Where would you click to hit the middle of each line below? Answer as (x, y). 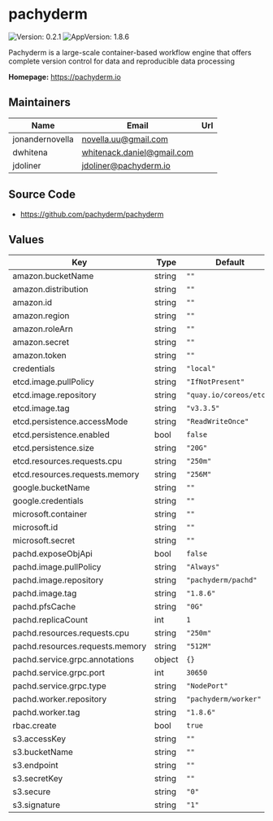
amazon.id (32, 303)
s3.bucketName (43, 752)
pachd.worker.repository (60, 699)
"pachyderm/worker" (224, 699)
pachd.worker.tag (46, 713)
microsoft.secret (44, 540)
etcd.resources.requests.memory (76, 474)
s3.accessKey (39, 739)
